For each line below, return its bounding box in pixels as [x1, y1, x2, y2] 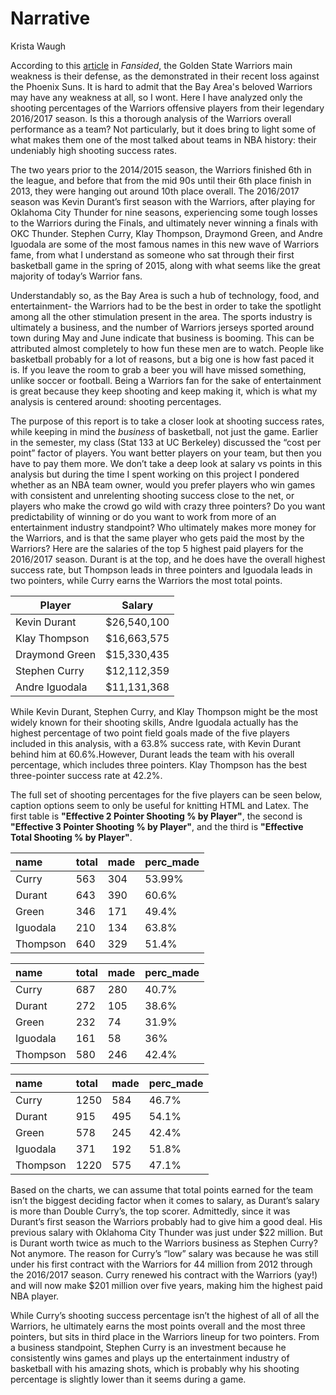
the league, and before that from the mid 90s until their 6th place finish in [10, 174, 312, 186]
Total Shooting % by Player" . [10, 831, 133, 843]
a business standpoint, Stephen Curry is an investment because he [10, 1341, 287, 1353]
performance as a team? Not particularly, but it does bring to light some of [10, 123, 317, 135]
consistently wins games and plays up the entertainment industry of [10, 1352, 290, 1364]
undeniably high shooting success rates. [10, 144, 178, 156]
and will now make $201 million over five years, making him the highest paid [10, 1279, 323, 1291]
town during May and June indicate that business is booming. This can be [10, 332, 315, 344]
